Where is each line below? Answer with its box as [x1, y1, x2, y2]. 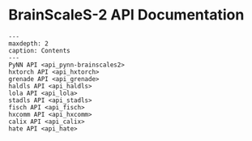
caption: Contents [8, 46, 70, 54]
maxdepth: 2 [8, 39, 49, 48]
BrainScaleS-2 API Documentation [8, 6, 245, 24]
